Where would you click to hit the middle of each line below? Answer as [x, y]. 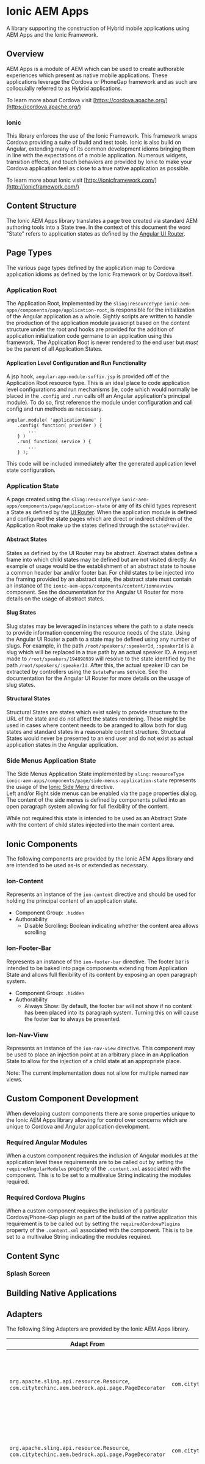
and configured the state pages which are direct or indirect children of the [99, 519]
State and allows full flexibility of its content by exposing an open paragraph [102, 974]
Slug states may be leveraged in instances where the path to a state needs [100, 626]
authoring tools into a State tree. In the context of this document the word [99, 227]
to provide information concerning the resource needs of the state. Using [98, 632]
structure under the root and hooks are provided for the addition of [90, 329]
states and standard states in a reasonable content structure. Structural [96, 732]
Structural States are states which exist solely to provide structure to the [97, 712]
